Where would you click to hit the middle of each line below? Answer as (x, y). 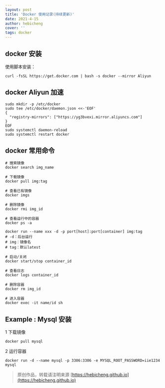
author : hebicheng (24, 23)
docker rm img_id (23, 289)
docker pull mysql (24, 342)
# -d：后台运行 (19, 237)
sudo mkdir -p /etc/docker (33, 104)
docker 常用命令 (30, 151)
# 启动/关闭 (16, 257)
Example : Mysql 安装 (38, 319)
